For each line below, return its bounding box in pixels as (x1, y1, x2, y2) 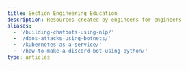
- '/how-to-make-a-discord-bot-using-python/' (13, 48, 148, 55)
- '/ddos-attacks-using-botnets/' (13, 35, 111, 42)
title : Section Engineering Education (7, 9, 118, 17)
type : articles (7, 54, 51, 61)
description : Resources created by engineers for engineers (7, 16, 183, 23)
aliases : (7, 22, 32, 29)
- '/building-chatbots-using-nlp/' (13, 28, 115, 36)
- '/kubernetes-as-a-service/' (13, 41, 103, 48)
